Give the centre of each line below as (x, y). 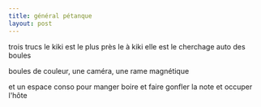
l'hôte (18, 95)
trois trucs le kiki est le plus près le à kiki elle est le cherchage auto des (127, 46)
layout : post (30, 24)
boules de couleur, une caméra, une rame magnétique (99, 71)
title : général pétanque (50, 16)
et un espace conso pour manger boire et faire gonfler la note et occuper (130, 87)
